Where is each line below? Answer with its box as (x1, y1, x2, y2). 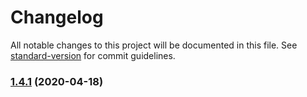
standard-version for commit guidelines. (10, 49, 176, 61)
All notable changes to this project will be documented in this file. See (10, 39, 298, 51)
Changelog (10, 6, 104, 29)
